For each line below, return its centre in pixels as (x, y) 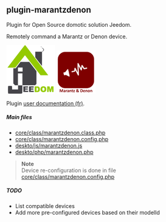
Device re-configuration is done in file (69, 170)
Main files (19, 117)
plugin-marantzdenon (49, 10)
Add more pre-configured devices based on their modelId (87, 212)
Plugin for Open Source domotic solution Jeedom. (69, 24)
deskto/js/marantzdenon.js (49, 145)
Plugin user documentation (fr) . (46, 103)
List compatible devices (45, 206)
